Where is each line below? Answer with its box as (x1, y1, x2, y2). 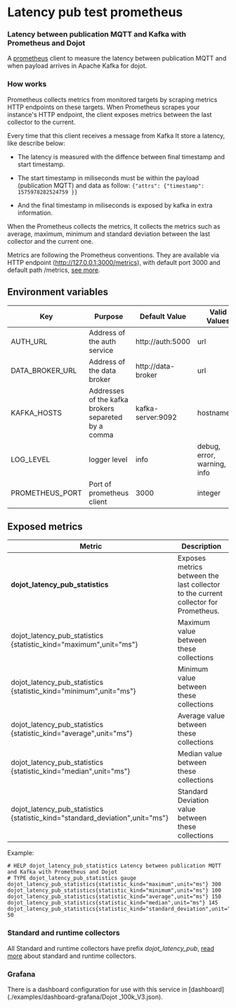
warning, (197, 459, 226, 468)
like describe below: (7, 139, 65, 147)
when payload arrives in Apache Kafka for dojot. (7, 61, 147, 70)
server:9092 (136, 412, 178, 422)
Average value (177, 711, 225, 721)
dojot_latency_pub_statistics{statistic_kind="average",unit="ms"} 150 (7, 893, 221, 900)
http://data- (136, 361, 176, 371)
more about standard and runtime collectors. (7, 952, 137, 960)
